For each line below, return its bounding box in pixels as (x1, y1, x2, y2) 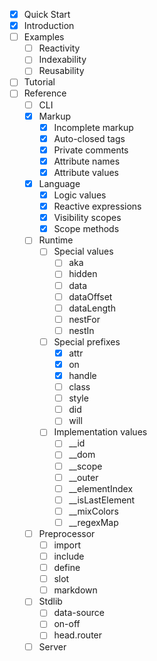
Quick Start (23, 9, 71, 20)
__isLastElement (68, 494, 136, 506)
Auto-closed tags (53, 132, 126, 144)
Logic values (53, 189, 107, 201)
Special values (53, 245, 114, 258)
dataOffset (68, 290, 113, 303)
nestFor (68, 313, 101, 325)
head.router (53, 629, 103, 641)
